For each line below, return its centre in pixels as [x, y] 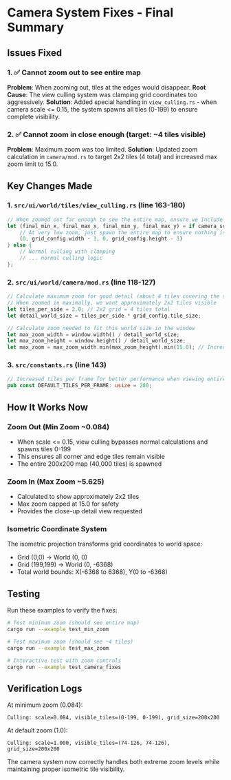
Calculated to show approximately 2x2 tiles [78, 497]
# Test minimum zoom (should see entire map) [73, 623]
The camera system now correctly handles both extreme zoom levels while [113, 762]
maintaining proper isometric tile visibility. [66, 769]
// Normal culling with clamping [67, 252]
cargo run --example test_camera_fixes [64, 667]
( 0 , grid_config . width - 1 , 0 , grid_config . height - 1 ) [101, 239]
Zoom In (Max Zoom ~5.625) [56, 482]
